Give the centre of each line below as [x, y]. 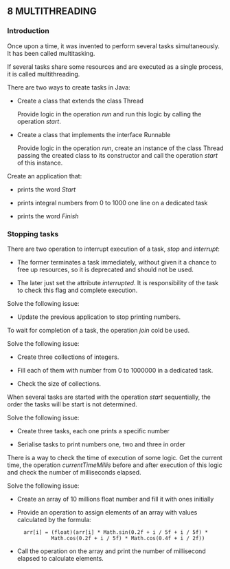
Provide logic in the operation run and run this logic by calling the [109, 114]
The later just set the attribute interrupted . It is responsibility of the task [118, 282]
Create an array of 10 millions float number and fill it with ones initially [115, 499]
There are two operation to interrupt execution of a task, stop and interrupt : [113, 249]
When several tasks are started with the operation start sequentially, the [109, 397]
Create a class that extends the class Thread [80, 101]
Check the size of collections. [59, 383]
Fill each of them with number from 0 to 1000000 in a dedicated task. [115, 370]
